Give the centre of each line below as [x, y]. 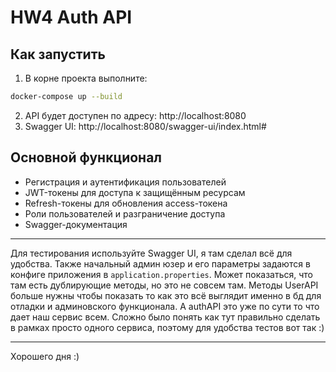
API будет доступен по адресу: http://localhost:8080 [135, 115]
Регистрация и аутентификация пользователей [125, 182]
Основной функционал [86, 157]
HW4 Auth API [71, 17]
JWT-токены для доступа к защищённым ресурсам [135, 192]
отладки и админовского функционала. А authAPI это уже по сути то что [165, 306]
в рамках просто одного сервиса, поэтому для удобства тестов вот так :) [167, 327]
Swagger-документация [76, 224]
